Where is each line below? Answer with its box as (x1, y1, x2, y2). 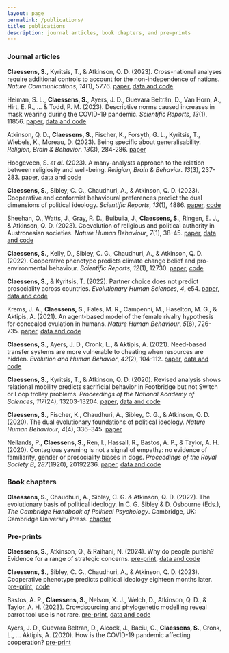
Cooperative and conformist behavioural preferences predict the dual (7, 193, 203, 202)
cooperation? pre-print (7, 639, 71, 647)
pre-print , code (7, 582, 50, 591)
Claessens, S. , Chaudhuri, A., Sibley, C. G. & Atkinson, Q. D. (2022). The (7, 492, 211, 501)
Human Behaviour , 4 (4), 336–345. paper (7, 425, 122, 433)
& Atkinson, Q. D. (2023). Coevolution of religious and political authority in (7, 221, 215, 230)
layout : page (7, 10, 44, 17)
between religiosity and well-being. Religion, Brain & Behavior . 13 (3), (7, 165, 200, 174)
